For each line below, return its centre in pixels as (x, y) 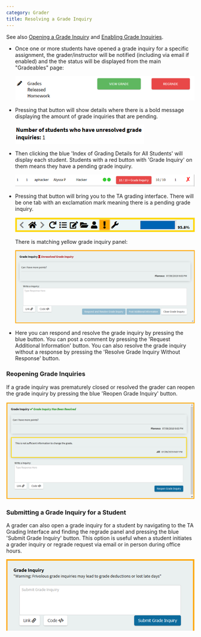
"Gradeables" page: (39, 67)
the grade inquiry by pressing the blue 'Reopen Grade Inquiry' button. (92, 393)
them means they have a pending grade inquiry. (74, 166)
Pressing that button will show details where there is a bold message (99, 110)
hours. (14, 551)
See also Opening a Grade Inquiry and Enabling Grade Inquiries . (85, 37)
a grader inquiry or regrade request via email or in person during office (93, 545)
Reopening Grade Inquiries (46, 374)
